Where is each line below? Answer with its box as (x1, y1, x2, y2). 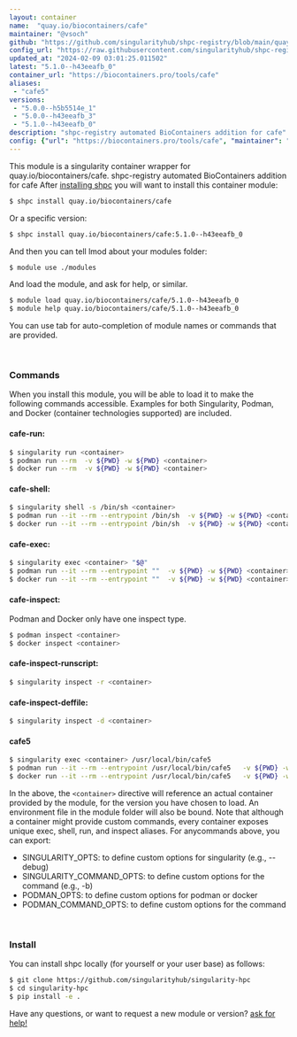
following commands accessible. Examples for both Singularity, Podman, (9, 399, 274, 409)
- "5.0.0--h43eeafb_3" (12, 112, 97, 120)
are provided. (9, 329, 58, 341)
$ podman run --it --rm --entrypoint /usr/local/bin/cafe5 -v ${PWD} (9, 763, 278, 773)
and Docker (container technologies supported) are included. (9, 408, 232, 419)
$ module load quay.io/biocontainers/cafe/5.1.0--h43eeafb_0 (9, 296, 240, 306)
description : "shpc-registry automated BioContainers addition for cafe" (9, 128, 287, 137)
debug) (21, 861, 49, 872)
